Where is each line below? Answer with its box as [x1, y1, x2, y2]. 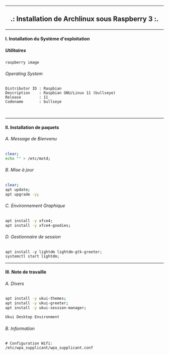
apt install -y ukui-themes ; [5, 296, 66, 301]
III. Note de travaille [5, 269, 47, 275]
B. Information [5, 325, 35, 331]
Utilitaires [5, 47, 26, 53]
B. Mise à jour [5, 167, 34, 173]
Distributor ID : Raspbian [5, 86, 62, 91]
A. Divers [5, 280, 24, 287]
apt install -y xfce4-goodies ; [5, 223, 71, 228]
